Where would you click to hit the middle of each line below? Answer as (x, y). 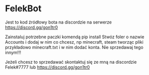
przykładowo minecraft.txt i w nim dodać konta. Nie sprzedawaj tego (74, 47)
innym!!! (13, 52)
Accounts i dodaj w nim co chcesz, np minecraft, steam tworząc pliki (74, 42)
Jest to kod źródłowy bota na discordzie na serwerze (59, 22)
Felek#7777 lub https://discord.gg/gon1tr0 (48, 67)
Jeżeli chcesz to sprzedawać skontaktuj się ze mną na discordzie (71, 62)
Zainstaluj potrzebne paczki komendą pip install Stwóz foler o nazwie (75, 37)
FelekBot (23, 9)
